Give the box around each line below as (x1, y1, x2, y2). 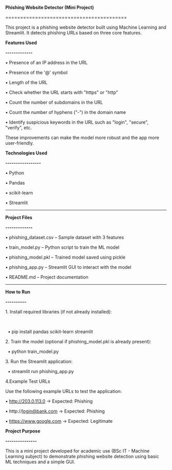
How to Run (5, 289, 31, 295)
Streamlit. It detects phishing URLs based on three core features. (5, 30, 142, 35)
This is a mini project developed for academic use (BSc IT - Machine (5, 448, 150, 454)
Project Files (5, 214, 32, 220)
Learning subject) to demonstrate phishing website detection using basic (5, 454, 159, 459)
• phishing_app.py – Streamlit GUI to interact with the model (5, 264, 132, 270)
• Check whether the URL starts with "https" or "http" (5, 89, 119, 95)
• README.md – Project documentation (5, 274, 89, 280)
